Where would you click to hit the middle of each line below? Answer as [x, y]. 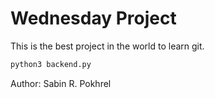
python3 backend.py [51, 64]
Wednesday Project [93, 18]
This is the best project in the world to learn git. [107, 46]
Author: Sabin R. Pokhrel [61, 83]
